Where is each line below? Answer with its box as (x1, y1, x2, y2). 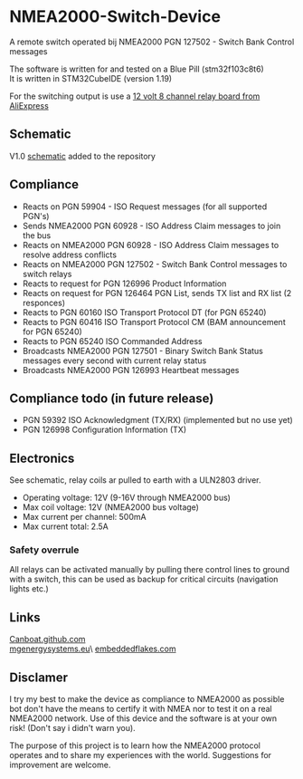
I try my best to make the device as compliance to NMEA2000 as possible (9, 694, 285, 705)
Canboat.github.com (9, 634, 86, 645)
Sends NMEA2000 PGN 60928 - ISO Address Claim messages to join (22, 220, 281, 231)
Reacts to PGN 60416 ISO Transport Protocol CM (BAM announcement (22, 316, 287, 327)
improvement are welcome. (9, 759, 111, 771)
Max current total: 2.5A (22, 521, 109, 532)
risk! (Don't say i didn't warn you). (9, 723, 136, 734)
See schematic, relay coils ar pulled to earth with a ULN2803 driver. (9, 475, 261, 486)
